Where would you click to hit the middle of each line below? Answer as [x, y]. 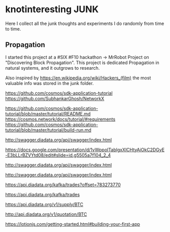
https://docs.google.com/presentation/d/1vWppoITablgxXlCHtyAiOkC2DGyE [85, 150]
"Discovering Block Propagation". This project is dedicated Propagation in [82, 63]
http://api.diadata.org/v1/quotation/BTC [46, 214]
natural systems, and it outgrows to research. [53, 68]
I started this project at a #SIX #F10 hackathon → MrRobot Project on [77, 57]
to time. [13, 28]
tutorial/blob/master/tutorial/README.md [48, 113]
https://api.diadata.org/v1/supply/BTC [44, 204]
